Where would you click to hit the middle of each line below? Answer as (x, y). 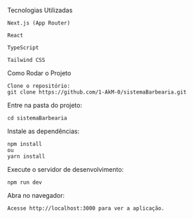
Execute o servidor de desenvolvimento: (66, 169)
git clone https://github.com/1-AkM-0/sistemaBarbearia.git (97, 92)
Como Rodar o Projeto (39, 73)
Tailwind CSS (26, 60)
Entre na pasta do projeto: (45, 105)
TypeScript (23, 48)
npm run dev (25, 182)
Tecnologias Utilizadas (40, 10)
